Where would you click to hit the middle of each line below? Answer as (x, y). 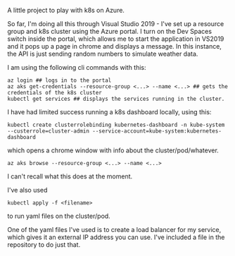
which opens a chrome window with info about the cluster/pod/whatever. (113, 150)
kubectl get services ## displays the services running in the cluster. (116, 99)
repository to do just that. (44, 245)
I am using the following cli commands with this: (77, 67)
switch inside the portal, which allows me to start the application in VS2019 (116, 39)
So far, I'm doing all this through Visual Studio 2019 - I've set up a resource (116, 24)
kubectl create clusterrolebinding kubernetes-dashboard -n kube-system (116, 125)
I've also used (27, 190)
